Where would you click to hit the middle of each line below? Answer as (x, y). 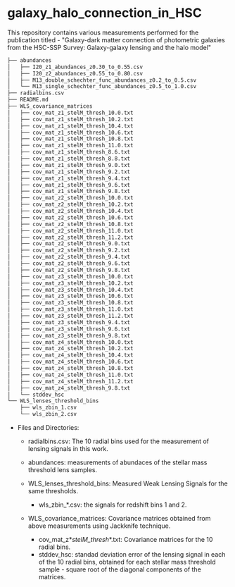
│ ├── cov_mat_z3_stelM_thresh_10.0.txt (70, 276)
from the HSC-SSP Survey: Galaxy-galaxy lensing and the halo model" (109, 47)
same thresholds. (53, 491)
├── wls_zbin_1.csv (49, 408)
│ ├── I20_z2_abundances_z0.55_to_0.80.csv (75, 73)
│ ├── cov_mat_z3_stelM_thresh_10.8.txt (70, 303)
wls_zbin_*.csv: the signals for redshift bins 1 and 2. (113, 505)
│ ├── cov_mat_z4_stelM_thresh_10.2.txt (70, 349)
